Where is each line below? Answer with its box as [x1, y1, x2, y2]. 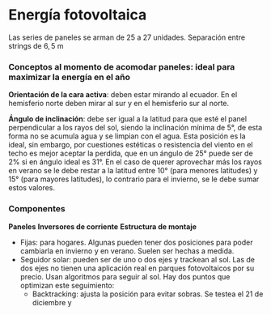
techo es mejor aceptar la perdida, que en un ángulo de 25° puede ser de [8, 148, 253, 159]
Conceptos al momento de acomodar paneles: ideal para [8, 61, 235, 72]
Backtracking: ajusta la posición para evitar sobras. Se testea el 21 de [32, 289, 264, 299]
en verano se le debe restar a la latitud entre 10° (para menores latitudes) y [8, 166, 258, 176]
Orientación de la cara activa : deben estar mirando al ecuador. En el [8, 90, 238, 100]
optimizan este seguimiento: [19, 280, 115, 290]
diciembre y [32, 297, 72, 307]
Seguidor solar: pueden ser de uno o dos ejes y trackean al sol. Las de [19, 254, 256, 264]
